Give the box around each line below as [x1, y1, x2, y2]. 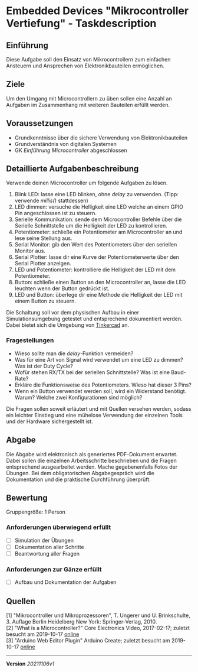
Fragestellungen [6, 336, 54, 345]
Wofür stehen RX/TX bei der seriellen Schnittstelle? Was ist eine [14, 368, 170, 376]
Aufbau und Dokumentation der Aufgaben [14, 579, 117, 586]
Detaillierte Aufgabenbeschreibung [6, 164, 139, 174]
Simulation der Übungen [14, 537, 74, 544]
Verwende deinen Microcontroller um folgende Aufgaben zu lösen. [6, 179, 168, 187]
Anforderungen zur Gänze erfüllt [6, 565, 102, 573]
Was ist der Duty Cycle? [14, 362, 73, 369]
